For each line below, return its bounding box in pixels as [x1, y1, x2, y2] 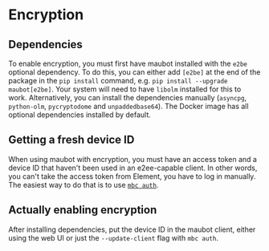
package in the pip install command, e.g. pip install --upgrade [8, 76, 228, 85]
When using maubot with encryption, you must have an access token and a [8, 154, 257, 164]
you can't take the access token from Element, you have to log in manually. [8, 171, 256, 181]
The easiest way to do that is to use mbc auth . [8, 180, 159, 189]
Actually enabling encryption [8, 203, 157, 217]
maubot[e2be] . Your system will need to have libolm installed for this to [8, 84, 242, 94]
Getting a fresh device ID [8, 133, 135, 147]
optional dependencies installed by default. [8, 110, 151, 119]
